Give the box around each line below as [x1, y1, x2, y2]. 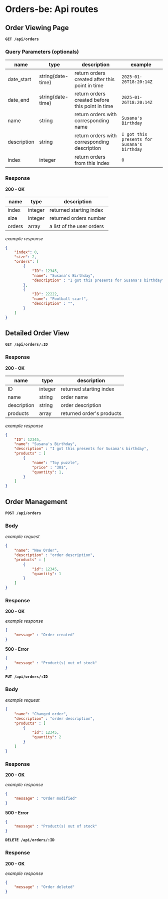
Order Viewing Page [5, 24, 69, 32]
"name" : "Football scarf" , [31, 296, 88, 301]
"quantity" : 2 [31, 735, 61, 740]
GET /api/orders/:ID [5, 342, 48, 347]
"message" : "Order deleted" [14, 884, 75, 889]
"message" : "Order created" [14, 632, 75, 638]
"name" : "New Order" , [14, 548, 59, 553]
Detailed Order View [5, 329, 69, 337]
